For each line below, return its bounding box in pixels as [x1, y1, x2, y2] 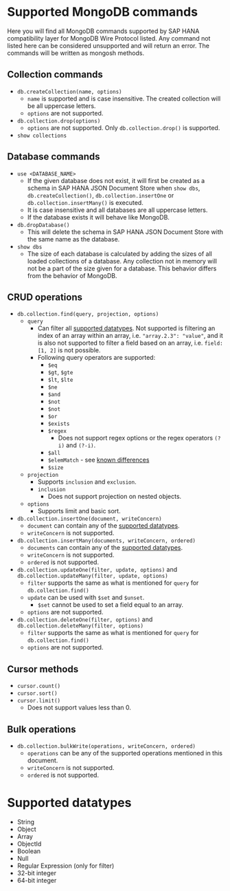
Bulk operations [7, 723, 76, 735]
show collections [16, 132, 67, 139]
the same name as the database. [27, 235, 120, 243]
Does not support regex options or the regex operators [58, 434, 214, 442]
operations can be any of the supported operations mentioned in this [27, 749, 223, 757]
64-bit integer [16, 876, 57, 884]
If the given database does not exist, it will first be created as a [27, 176, 205, 184]
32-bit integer [16, 868, 57, 877]
